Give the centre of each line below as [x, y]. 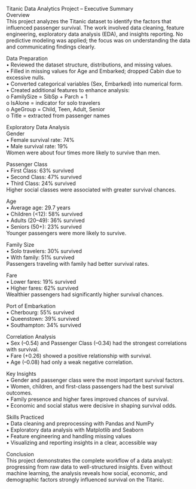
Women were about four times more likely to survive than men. [83, 153]
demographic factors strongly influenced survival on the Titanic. [85, 479]
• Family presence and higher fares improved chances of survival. [88, 399]
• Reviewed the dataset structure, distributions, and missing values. [89, 65]
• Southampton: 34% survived [44, 325]
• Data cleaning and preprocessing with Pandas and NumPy [80, 423]
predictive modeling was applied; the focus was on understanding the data [98, 40]
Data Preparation [27, 58]
